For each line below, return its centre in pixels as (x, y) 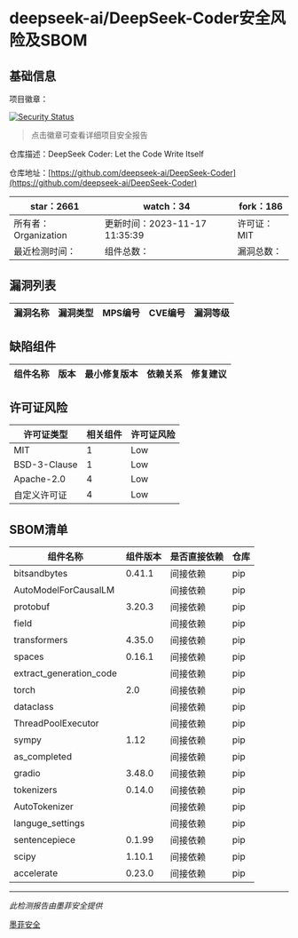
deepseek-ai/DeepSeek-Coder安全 (140, 18)
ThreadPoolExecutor (56, 723)
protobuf (32, 607)
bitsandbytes (41, 574)
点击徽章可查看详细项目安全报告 (89, 135)
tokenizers (35, 790)
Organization (41, 235)
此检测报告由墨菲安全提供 (56, 906)
